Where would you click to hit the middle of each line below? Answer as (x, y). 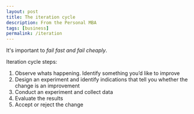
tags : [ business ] (28, 28)
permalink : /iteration (34, 34)
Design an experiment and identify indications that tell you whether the (101, 80)
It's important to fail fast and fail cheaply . (57, 50)
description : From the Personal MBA (51, 22)
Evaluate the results (39, 99)
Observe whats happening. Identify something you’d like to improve (97, 73)
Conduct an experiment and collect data (64, 92)
